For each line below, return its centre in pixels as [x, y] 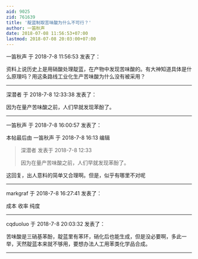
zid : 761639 [21, 17]
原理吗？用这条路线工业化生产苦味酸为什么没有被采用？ [78, 76]
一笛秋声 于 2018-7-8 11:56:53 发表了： [54, 56]
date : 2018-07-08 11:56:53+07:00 [47, 34]
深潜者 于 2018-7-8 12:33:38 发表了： [52, 94]
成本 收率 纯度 [23, 206]
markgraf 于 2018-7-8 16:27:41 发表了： [54, 193]
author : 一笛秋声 [26, 28]
